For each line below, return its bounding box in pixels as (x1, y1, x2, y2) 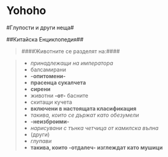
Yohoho (6, 4, 46, 18)
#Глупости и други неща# (6, 24, 75, 31)
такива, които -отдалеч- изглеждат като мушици (30, 144, 163, 151)
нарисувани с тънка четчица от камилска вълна (30, 124, 159, 131)
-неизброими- (30, 117, 70, 125)
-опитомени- (30, 72, 66, 79)
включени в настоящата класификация (30, 104, 137, 112)
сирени (30, 85, 51, 92)
